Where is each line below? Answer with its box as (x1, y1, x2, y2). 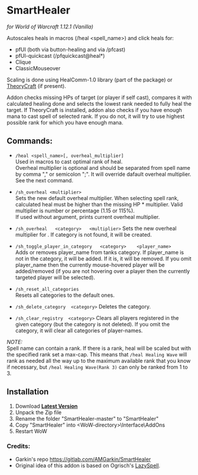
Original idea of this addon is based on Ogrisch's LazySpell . (15, 461, 161, 469)
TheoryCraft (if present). (6, 82, 67, 89)
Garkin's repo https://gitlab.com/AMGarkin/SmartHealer (15, 456, 151, 463)
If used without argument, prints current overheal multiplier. (15, 213, 160, 220)
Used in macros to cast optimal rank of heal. (15, 158, 123, 165)
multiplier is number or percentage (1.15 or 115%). (15, 207, 135, 214)
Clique (15, 58, 31, 65)
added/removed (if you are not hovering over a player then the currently (15, 267, 190, 274)
